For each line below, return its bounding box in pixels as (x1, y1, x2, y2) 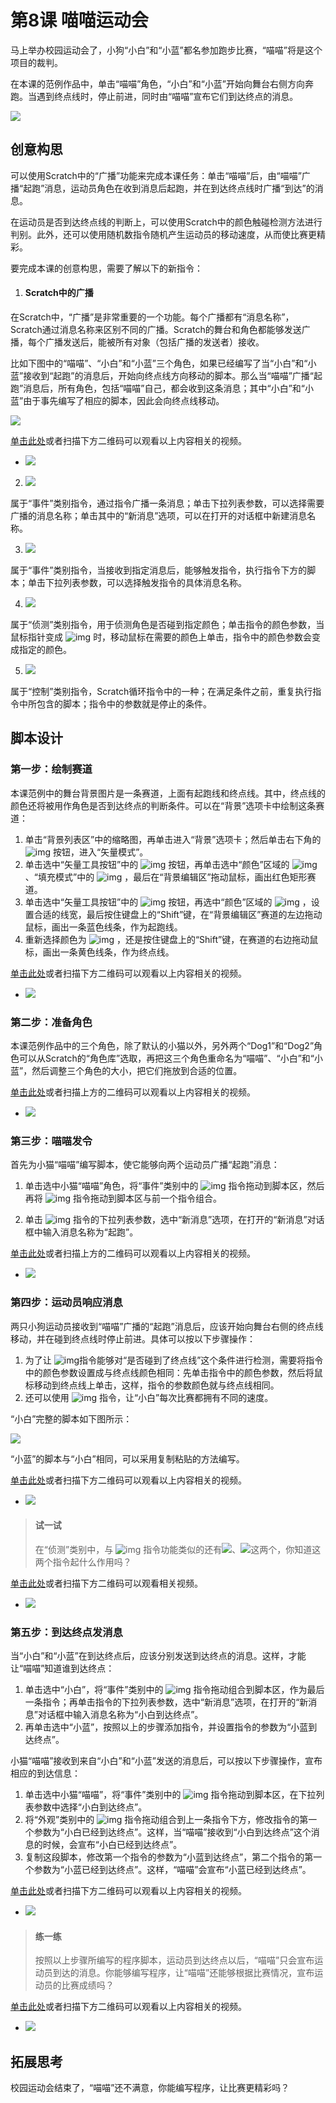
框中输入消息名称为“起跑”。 (24, 1226, 139, 1238)
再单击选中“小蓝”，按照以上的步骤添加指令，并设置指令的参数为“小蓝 (24, 1721, 309, 1733)
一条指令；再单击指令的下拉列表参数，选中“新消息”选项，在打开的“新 (24, 1696, 309, 1708)
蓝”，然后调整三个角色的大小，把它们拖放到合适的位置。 (10, 1064, 243, 1076)
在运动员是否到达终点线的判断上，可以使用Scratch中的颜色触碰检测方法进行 (10, 216, 323, 228)
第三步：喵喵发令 (10, 1134, 93, 1148)
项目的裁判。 (10, 56, 63, 68)
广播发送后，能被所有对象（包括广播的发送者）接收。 (44, 336, 265, 348)
